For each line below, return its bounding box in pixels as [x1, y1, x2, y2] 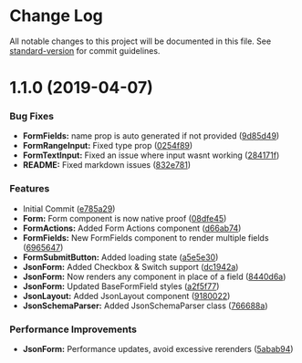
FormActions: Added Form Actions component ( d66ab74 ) [22, 223, 242, 233]
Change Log [9, 5, 103, 26]
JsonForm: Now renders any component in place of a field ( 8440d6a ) [22, 271, 286, 282]
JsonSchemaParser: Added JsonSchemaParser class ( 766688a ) [22, 300, 268, 311]
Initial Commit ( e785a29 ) [22, 202, 116, 214]
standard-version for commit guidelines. [9, 45, 161, 56]
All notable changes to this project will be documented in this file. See [9, 36, 272, 47]
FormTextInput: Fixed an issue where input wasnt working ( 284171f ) [22, 150, 280, 161]
